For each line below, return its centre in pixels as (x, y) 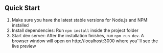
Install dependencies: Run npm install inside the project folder (75, 30)
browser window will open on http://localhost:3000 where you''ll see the (85, 41)
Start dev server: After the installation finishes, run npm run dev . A (78, 35)
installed (20, 25)
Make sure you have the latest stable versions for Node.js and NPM (80, 20)
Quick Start (22, 8)
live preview (24, 46)
